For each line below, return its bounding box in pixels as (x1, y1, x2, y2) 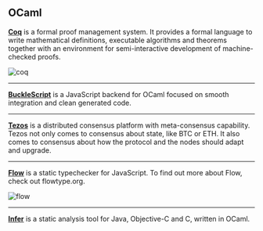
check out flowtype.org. (8, 176, 85, 186)
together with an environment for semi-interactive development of (8, 43, 222, 53)
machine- (222, 43, 254, 53)
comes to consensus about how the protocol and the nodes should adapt (8, 137, 244, 146)
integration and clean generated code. (8, 98, 131, 107)
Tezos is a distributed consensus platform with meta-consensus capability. (8, 121, 250, 130)
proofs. (38, 52, 61, 61)
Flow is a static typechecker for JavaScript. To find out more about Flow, (8, 168, 243, 177)
